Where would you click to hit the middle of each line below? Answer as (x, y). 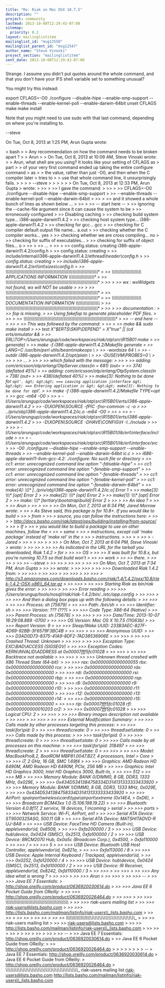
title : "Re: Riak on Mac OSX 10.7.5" (44, 10)
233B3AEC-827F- (129, 626)
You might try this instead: (32, 88)
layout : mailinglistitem (31, 37)
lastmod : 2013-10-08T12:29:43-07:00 (43, 23)
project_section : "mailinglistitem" (43, 55)
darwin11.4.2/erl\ (22, 267)
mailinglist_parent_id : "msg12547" (42, 46)
